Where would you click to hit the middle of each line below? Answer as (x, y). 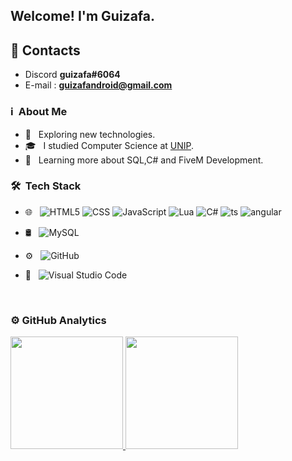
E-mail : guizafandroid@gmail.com (98, 85)
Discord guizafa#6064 (72, 75)
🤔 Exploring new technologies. (90, 134)
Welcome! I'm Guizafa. (82, 16)
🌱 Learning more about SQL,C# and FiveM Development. (144, 160)
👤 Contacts (45, 50)
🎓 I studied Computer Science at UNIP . (109, 145)
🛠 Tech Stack (46, 186)
